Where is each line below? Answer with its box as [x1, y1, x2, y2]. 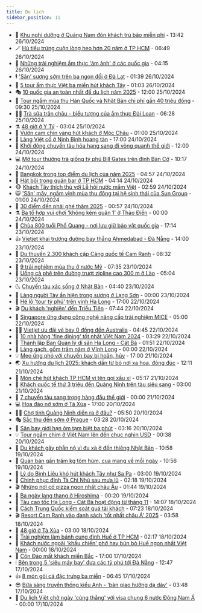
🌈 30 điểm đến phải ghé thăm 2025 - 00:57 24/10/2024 [14, 202, 154, 209]
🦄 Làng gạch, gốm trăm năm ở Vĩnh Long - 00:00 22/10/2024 [14, 346, 168, 353]
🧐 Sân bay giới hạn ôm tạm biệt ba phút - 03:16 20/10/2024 [14, 424, 163, 431]
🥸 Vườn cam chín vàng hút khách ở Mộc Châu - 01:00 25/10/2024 [14, 129, 178, 136]
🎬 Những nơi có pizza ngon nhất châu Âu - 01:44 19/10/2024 [14, 483, 167, 490]
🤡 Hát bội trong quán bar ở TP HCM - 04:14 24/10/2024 [14, 177, 153, 184]
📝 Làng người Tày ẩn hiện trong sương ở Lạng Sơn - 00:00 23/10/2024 [14, 291, 190, 298]
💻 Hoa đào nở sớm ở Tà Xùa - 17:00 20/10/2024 [14, 400, 136, 407]
